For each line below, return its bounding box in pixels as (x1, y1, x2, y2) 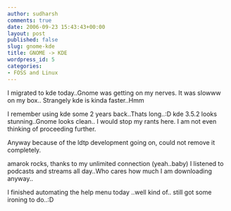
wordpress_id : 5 (7, 56, 55, 63)
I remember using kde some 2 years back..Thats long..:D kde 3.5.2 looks (7, 110, 217, 118)
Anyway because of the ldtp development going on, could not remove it (7, 138, 216, 146)
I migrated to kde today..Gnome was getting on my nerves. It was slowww (7, 89, 221, 97)
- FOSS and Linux (7, 69, 58, 76)
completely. (7, 146, 42, 154)
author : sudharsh (7, 10, 58, 18)
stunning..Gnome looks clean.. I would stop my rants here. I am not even (7, 117, 217, 125)
